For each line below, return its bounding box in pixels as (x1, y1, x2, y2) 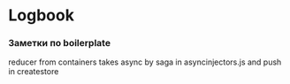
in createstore (8, 66, 59, 77)
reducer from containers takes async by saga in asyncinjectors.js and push (8, 57, 282, 67)
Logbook (8, 5, 74, 26)
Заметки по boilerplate (8, 37, 111, 50)
